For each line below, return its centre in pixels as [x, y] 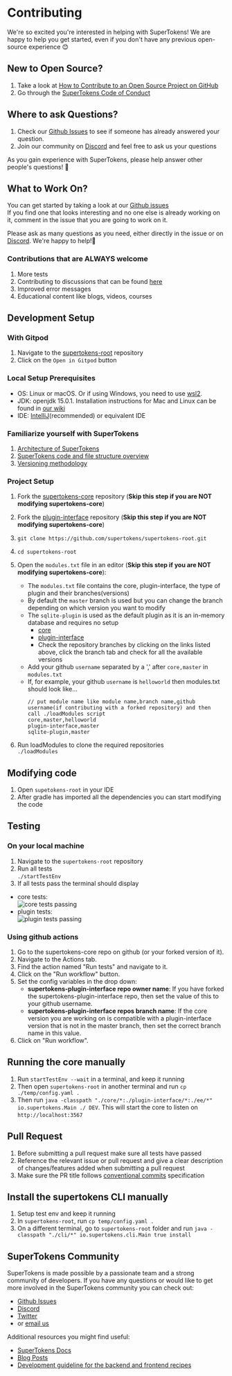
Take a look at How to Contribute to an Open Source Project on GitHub [118, 85]
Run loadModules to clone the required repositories [90, 745]
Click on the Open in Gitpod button [67, 360]
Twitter [27, 1316]
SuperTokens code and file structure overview [83, 455]
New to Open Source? [55, 68]
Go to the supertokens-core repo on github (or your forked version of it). [121, 952]
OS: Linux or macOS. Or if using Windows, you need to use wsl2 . [110, 393]
